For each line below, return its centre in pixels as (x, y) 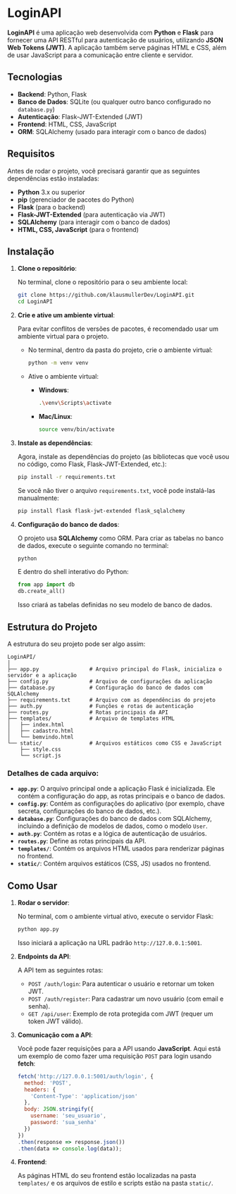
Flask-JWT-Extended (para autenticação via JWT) (91, 214)
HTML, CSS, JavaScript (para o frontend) (78, 229)
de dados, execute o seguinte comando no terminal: (93, 545)
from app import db (46, 585)
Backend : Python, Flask (52, 94)
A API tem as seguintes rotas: (60, 970)
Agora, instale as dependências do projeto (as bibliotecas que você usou (123, 456)
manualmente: (38, 498)
